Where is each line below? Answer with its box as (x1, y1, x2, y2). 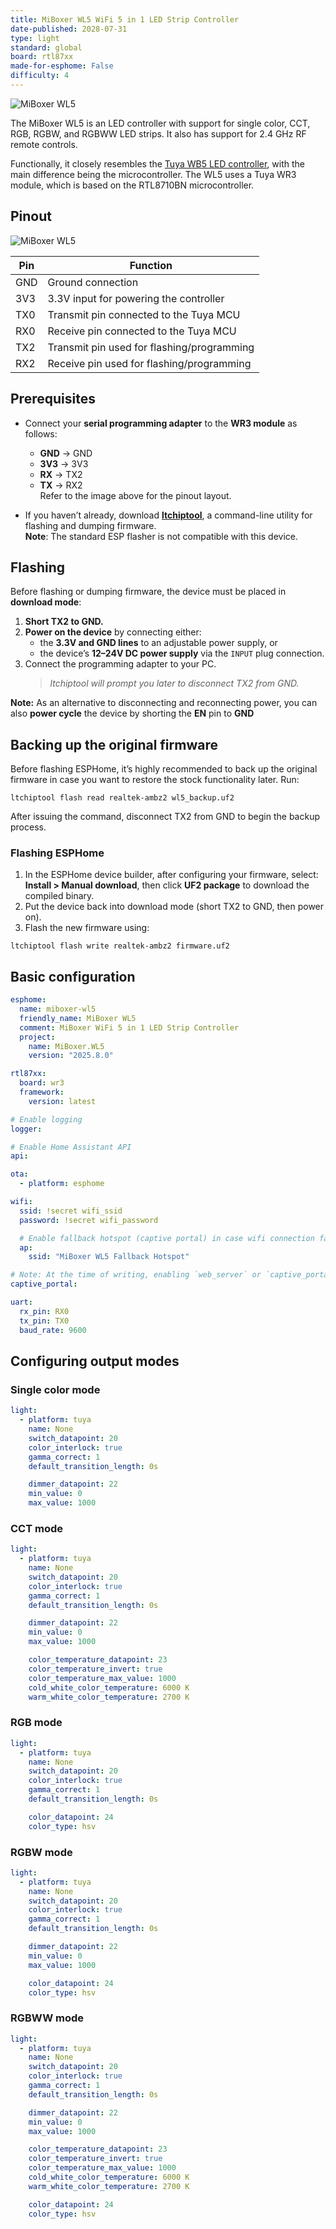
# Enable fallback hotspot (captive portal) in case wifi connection (19, 1233, 315, 1243)
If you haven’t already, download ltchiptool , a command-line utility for (24, 509, 313, 521)
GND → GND (39, 447, 93, 459)
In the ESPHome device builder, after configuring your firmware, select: (24, 869, 319, 881)
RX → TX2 (39, 468, 83, 480)
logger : (10, 1124, 43, 1134)
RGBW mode (10, 1845, 73, 1859)
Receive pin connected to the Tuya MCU (47, 324, 237, 338)
